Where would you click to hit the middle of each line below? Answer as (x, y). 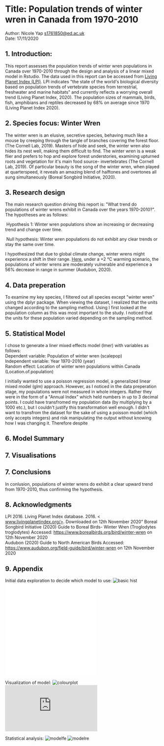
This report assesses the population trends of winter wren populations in (79, 66)
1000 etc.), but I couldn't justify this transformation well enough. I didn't (77, 407)
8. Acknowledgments (39, 505)
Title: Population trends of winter (74, 9)
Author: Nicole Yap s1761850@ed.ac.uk (45, 33)
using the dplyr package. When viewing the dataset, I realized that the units (82, 302)
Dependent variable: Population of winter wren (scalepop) (64, 356)
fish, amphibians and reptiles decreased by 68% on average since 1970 (77, 103)
